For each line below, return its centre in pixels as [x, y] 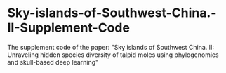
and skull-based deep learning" [53, 62]
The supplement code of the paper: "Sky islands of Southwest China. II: [111, 47]
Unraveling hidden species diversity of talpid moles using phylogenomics [113, 55]
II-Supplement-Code [68, 28]
